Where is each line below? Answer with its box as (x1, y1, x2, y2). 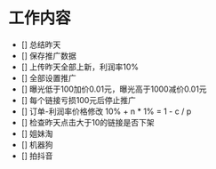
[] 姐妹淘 (20, 128, 53, 139)
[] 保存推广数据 (20, 50, 76, 60)
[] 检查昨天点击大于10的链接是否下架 (20, 117, 155, 127)
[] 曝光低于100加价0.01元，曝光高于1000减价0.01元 (20, 84, 207, 94)
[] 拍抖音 (20, 150, 53, 161)
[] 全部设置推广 (20, 72, 76, 83)
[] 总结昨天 (20, 39, 61, 50)
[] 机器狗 (20, 139, 53, 149)
